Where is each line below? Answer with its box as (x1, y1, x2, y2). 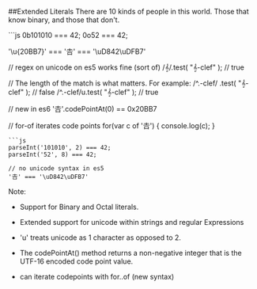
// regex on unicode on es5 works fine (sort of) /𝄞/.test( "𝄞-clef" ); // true (8, 63, 245, 72)
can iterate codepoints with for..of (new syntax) (19, 272, 175, 281)
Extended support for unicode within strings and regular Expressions (19, 218, 244, 226)
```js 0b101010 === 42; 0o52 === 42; (8, 31, 128, 40)
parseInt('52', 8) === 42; (8, 150, 97, 158)
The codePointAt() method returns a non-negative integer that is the (19, 249, 243, 257)
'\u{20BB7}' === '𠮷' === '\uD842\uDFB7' (8, 47, 146, 56)
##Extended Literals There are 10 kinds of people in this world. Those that (8, 7, 249, 16)
